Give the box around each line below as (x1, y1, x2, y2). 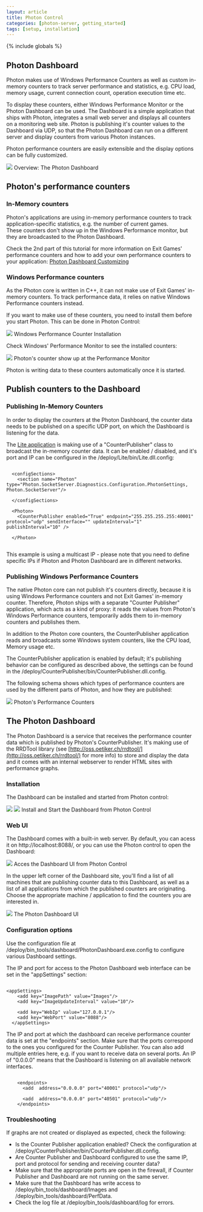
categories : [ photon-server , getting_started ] (6, 20, 126, 26)
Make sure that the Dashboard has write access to (15, 1180, 141, 1187)
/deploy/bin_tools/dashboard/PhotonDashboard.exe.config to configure (6, 946, 185, 953)
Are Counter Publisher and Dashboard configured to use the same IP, (15, 1154, 188, 1161)
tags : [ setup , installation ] (6, 26, 80, 32)
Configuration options (6, 926, 73, 934)
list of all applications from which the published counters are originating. (6, 885, 187, 892)
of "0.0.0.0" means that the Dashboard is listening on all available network (6, 1056, 191, 1064)
